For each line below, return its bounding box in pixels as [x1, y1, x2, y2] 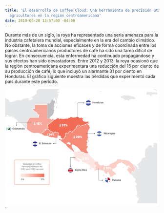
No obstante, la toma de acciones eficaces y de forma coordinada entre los [5, 42, 157, 48]
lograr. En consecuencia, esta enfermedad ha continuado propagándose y [5, 53, 155, 58]
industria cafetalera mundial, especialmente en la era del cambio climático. [5, 37, 156, 43]
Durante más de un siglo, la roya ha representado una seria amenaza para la [5, 32, 159, 38]
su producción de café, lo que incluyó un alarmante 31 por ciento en [5, 68, 142, 74]
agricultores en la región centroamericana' [9, 13, 102, 18]
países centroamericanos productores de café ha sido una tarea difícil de [5, 48, 152, 54]
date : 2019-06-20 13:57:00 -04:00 [5, 18, 76, 23]
